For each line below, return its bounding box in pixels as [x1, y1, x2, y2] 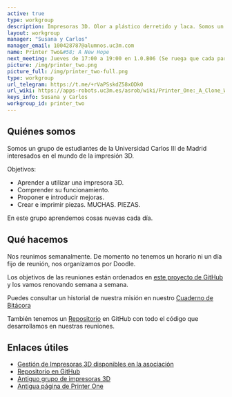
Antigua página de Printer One [17, 382, 104, 391]
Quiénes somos [7, 126, 76, 138]
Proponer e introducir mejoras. [17, 193, 105, 201]
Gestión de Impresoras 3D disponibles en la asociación [17, 360, 174, 369]
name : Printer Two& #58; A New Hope [7, 49, 110, 56]
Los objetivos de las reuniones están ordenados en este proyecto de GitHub [7, 273, 223, 281]
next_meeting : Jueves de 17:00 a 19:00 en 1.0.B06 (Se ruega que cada [7, 55, 215, 62]
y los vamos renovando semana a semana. [7, 280, 129, 288]
